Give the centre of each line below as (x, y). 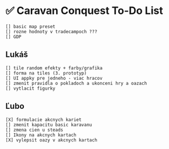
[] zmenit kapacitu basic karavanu (49, 125)
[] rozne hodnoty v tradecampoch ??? (51, 31)
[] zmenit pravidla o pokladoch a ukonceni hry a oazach (76, 83)
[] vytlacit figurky (31, 88)
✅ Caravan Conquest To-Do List (84, 11)
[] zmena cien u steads (35, 130)
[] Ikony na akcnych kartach (41, 135)
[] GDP (13, 37)
